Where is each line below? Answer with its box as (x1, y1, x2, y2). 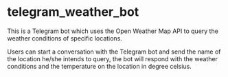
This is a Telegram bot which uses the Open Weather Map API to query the (7, 27, 218, 35)
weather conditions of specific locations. (7, 34, 122, 42)
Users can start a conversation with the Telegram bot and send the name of (7, 47, 221, 56)
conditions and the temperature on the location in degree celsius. (7, 62, 192, 70)
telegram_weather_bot (7, 4, 139, 20)
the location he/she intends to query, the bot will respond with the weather (7, 54, 218, 63)
